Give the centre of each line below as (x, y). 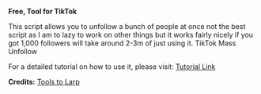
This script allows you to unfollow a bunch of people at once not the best (127, 26)
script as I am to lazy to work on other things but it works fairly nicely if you (131, 35)
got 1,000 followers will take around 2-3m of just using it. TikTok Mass (122, 43)
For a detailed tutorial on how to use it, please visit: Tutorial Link (112, 67)
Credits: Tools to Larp (44, 82)
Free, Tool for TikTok (43, 11)
